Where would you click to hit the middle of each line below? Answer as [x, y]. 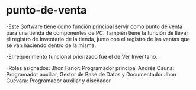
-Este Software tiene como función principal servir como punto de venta [94, 26]
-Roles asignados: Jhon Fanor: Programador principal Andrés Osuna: [90, 68]
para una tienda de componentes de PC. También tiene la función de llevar [97, 32]
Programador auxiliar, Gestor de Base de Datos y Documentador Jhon [91, 74]
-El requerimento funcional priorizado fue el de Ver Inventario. [82, 56]
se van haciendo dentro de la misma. [51, 45]
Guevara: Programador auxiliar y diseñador [59, 81]
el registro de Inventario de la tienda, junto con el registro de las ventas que [98, 39]
